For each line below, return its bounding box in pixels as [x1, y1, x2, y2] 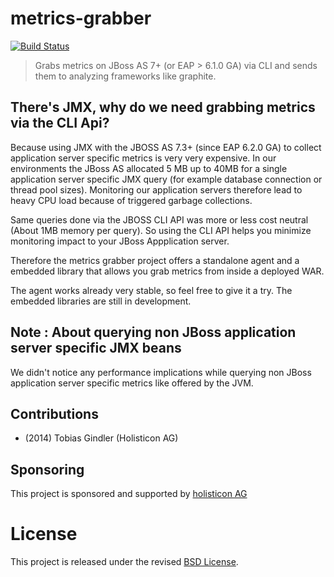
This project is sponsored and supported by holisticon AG [10, 488, 248, 500]
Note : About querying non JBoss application [10, 324, 297, 341]
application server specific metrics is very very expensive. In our [10, 152, 277, 164]
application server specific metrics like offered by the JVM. [10, 377, 254, 389]
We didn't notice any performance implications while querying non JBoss [10, 366, 312, 378]
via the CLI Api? [10, 115, 110, 132]
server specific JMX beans [10, 340, 182, 357]
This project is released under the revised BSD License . [10, 556, 239, 568]
